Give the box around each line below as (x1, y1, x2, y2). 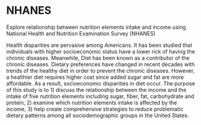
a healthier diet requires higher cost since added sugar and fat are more (6, 73, 184, 81)
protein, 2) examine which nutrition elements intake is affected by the (6, 99, 178, 106)
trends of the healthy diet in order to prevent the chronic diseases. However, (6, 67, 195, 74)
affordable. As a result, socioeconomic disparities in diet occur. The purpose (6, 79, 196, 87)
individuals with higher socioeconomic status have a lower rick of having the (6, 47, 195, 55)
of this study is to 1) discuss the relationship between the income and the (6, 86, 187, 93)
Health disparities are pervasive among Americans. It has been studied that (6, 41, 193, 49)
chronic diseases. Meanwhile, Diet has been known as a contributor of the (6, 54, 190, 61)
